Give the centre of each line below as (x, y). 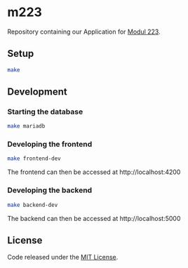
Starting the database (45, 112)
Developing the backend (50, 190)
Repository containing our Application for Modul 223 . (84, 32)
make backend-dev (33, 205)
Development (38, 92)
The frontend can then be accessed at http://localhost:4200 (94, 172)
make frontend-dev (34, 159)
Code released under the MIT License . (63, 257)
